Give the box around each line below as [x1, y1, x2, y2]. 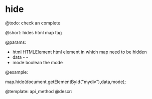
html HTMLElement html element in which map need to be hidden [12, 49, 147, 55]
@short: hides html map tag [5, 29, 62, 35]
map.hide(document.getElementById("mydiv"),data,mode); [5, 79, 126, 85]
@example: [5, 69, 28, 75]
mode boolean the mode [12, 59, 63, 65]
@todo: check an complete [5, 20, 61, 26]
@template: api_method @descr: [5, 88, 72, 94]
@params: [5, 39, 26, 45]
